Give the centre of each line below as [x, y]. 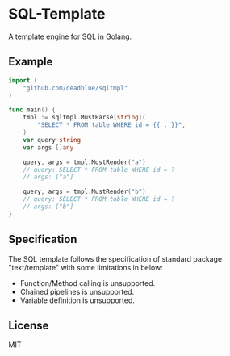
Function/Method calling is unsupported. [88, 283]
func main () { [32, 110]
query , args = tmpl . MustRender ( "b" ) [85, 192]
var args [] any [48, 147]
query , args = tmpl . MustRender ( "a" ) [85, 162]
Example [31, 62]
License [29, 325]
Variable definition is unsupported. [77, 300]
